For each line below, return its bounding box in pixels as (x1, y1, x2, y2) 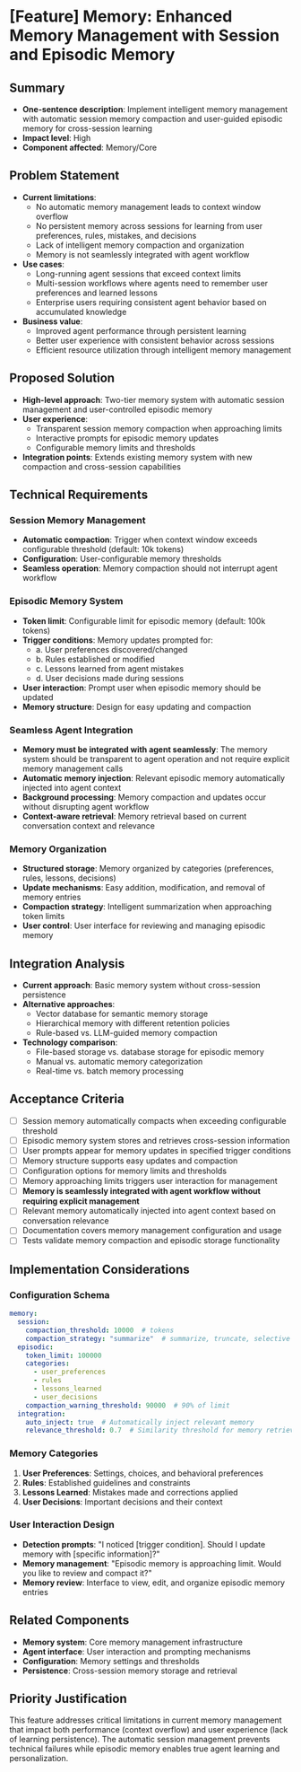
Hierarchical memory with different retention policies (35, 1018, 230, 1029)
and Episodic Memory (9, 45, 176, 65)
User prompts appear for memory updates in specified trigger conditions (21, 1145, 291, 1155)
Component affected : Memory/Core (21, 142, 158, 153)
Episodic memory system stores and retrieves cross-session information (21, 1135, 290, 1145)
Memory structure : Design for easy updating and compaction (21, 701, 252, 712)
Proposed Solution (9, 371, 115, 386)
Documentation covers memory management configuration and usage (21, 1225, 282, 1236)
